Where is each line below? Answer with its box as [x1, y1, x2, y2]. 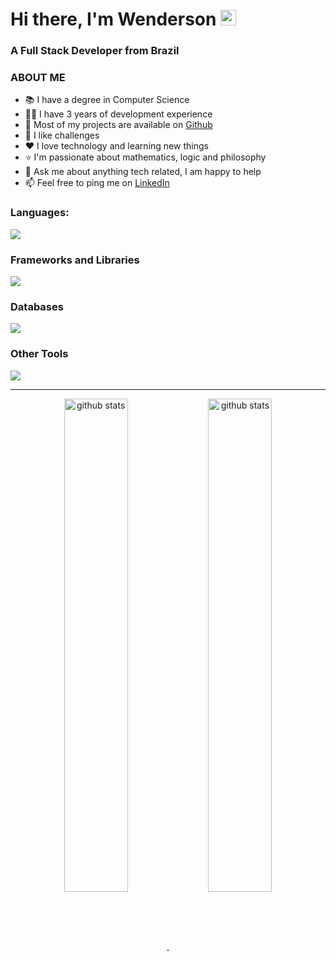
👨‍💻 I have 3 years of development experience [24, 108, 213, 120]
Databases [10, 299, 64, 313]
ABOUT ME [10, 71, 66, 85]
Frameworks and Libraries [10, 253, 140, 267]
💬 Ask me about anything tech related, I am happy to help [24, 166, 262, 178]
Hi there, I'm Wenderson [10, 8, 217, 31]
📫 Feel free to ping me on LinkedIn [24, 177, 170, 189]
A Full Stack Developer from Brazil [10, 44, 180, 58]
